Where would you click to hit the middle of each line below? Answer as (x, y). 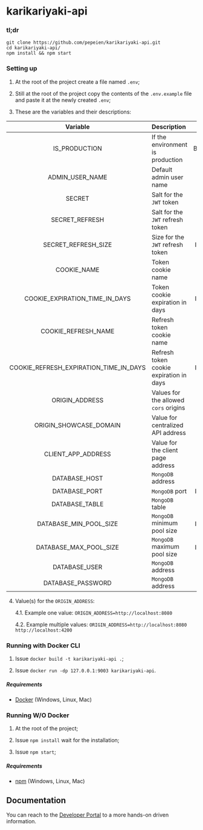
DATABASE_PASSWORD (77, 582)
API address (169, 433)
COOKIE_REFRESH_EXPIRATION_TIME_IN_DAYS (78, 367)
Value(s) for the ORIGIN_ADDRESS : (55, 601)
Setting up (22, 69)
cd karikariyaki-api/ (34, 48)
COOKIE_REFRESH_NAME (77, 331)
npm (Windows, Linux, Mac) (50, 781)
